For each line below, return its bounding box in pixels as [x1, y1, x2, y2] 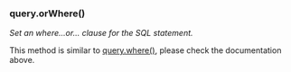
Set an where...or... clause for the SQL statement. [9, 28, 193, 39]
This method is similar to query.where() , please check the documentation [9, 45, 282, 56]
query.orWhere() [9, 7, 86, 20]
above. [9, 55, 35, 66]
